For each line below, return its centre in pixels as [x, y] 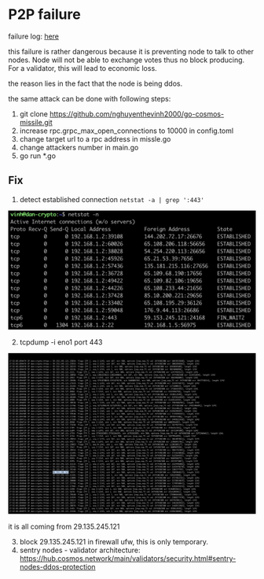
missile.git [36, 122]
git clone [34, 114]
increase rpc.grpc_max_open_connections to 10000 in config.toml [126, 131]
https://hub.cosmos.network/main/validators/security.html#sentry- [128, 559]
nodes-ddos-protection [57, 567]
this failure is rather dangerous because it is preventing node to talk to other [131, 51]
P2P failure [44, 15]
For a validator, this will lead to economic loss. [82, 68]
